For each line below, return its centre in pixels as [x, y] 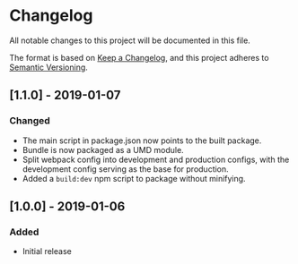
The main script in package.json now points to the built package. [142, 141]
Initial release [47, 251]
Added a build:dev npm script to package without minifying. [134, 178]
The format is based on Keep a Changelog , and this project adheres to [139, 57]
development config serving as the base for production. [125, 169]
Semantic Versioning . [48, 67]
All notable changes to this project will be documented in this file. [130, 40]
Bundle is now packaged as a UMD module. [103, 149]
